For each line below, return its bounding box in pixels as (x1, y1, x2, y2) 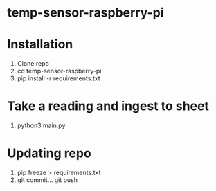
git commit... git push (17, 176, 78, 184)
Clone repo (17, 60, 50, 68)
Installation (7, 37, 73, 53)
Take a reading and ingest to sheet (7, 98, 210, 114)
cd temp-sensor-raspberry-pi (17, 67, 102, 75)
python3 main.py (17, 121, 66, 129)
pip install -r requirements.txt (17, 74, 100, 82)
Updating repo (7, 145, 91, 161)
